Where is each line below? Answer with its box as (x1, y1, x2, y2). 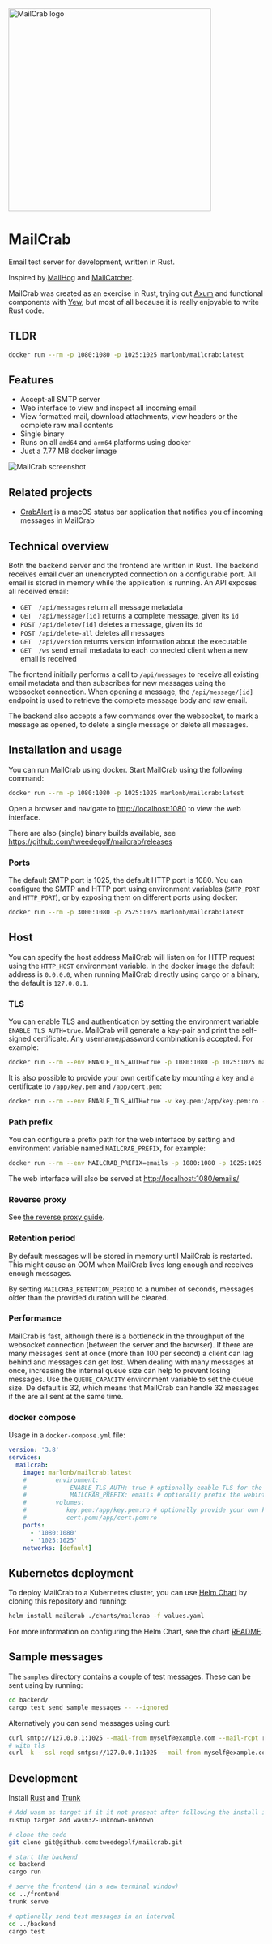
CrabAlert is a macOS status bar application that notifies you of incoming (19, 507, 264, 517)
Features (8, 373, 54, 388)
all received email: (8, 587, 69, 597)
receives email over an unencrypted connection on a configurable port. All (8, 569, 257, 579)
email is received (19, 654, 77, 664)
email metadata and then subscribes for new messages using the (8, 679, 227, 688)
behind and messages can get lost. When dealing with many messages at (8, 1357, 254, 1367)
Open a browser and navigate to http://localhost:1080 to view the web (8, 803, 241, 813)
